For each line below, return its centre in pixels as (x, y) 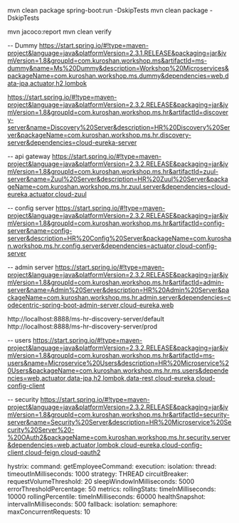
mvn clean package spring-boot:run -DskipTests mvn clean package (108, 10)
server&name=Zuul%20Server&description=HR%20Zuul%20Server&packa (118, 179)
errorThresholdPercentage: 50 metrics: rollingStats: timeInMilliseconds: (112, 489)
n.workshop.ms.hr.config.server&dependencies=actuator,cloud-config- (112, 246)
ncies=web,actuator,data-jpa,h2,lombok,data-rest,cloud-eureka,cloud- (111, 378)
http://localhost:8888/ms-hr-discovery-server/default (86, 319)
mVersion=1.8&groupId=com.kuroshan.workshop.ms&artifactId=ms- (107, 61)
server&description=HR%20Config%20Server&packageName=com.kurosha (119, 238)
